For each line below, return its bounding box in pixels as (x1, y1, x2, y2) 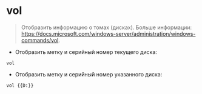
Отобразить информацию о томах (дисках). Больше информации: (21, 24, 192, 31)
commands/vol (21, 36, 59, 44)
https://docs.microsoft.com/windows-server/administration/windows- (21, 30, 196, 37)
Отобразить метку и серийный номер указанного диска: (15, 70, 163, 78)
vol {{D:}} (6, 82, 34, 89)
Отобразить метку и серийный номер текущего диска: (15, 48, 158, 55)
